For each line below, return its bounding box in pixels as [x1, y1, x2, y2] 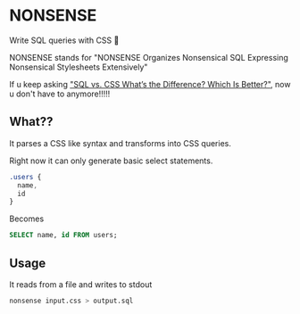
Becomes [9, 213, 45, 224]
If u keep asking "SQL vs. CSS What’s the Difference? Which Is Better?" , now [9, 78, 291, 89]
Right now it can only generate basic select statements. [9, 155, 213, 166]
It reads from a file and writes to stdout [9, 278, 153, 290]
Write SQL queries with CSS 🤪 [9, 35, 120, 45]
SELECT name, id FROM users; [9, 231, 118, 240]
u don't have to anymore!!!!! [9, 88, 111, 99]
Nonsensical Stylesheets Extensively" [9, 62, 148, 72]
